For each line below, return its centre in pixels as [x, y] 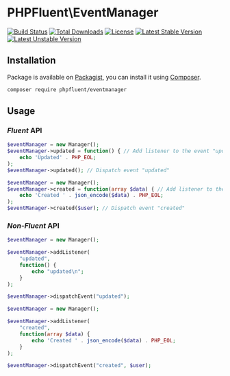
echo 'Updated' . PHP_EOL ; [58, 158]
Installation [31, 61]
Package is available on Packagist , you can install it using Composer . [104, 77]
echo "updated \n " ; [58, 271]
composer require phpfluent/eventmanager [67, 90]
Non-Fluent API [33, 226]
